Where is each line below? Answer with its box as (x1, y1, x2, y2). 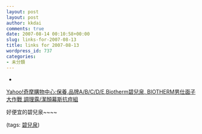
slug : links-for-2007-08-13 (6, 37, 77, 43)
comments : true (6, 25, 44, 32)
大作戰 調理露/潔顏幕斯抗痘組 (6, 96, 78, 103)
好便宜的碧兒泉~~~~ (6, 108, 58, 115)
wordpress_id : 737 (6, 48, 52, 54)
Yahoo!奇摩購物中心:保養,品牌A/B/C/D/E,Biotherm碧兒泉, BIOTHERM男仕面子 (6, 88, 196, 95)
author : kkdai (6, 20, 42, 26)
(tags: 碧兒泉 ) (6, 121, 40, 128)
